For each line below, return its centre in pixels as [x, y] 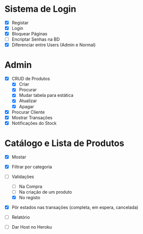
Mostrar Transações [32, 117]
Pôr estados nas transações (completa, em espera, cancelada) [75, 207]
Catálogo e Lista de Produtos [64, 143]
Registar [20, 23]
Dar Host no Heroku [32, 227]
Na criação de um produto [45, 192]
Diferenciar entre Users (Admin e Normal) [54, 45]
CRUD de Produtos [31, 79]
